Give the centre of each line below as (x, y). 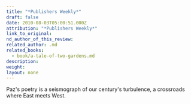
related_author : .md (32, 45)
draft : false (22, 17)
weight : (16, 67)
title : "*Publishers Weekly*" (44, 12)
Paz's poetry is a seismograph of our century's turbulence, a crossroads (96, 89)
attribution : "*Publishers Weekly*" (52, 28)
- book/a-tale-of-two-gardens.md (53, 56)
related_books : (25, 51)
